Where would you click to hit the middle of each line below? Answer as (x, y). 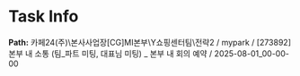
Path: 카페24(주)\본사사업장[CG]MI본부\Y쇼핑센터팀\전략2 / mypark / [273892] (150, 42)
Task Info (44, 17)
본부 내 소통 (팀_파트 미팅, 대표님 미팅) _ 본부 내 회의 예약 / (110, 53)
